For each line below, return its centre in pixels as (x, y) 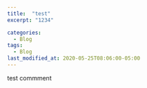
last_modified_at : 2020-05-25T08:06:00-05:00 (73, 59)
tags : (15, 46)
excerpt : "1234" (30, 20)
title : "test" (29, 14)
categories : (24, 33)
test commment (29, 78)
